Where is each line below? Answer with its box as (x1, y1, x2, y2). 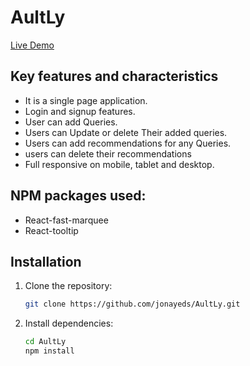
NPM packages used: (10, 187, 147, 205)
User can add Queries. (24, 116, 118, 128)
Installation (10, 253, 82, 270)
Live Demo (10, 39, 55, 51)
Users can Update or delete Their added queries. (24, 126, 228, 138)
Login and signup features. (24, 105, 136, 117)
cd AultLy (24, 337, 67, 347)
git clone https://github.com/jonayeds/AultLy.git (24, 299, 241, 310)
